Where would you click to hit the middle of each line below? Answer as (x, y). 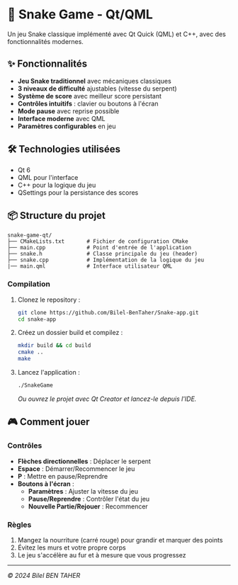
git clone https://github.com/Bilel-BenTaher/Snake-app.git (108, 312)
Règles (19, 525)
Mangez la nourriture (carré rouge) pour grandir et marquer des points (120, 540)
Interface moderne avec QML (62, 118)
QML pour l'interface (48, 177)
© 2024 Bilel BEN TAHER (44, 575)
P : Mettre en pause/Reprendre (63, 476)
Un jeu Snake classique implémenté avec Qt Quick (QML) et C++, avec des (117, 34)
